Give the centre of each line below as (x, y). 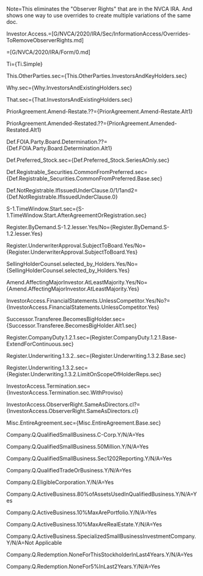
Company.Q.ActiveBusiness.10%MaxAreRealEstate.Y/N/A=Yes (84, 524)
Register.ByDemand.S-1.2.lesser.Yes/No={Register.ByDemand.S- (88, 227)
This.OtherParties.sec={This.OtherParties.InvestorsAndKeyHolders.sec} (97, 76)
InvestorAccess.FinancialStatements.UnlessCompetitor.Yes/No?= (88, 301)
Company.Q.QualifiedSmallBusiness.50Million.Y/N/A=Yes (78, 446)
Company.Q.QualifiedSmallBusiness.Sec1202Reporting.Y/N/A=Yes (89, 458)
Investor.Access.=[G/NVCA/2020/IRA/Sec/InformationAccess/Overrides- (98, 34)
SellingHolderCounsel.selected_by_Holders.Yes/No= (72, 264)
